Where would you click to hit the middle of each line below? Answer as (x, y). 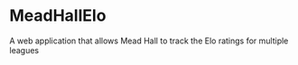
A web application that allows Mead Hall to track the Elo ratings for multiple (149, 41)
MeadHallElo (58, 16)
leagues (24, 50)
